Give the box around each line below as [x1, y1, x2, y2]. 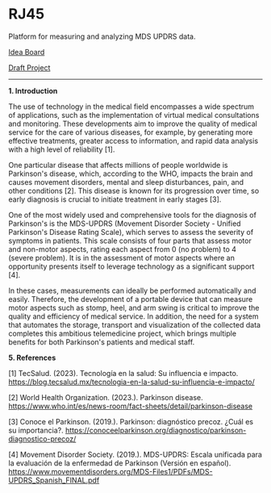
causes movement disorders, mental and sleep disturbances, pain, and [8, 177, 244, 186]
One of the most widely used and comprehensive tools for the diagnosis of [8, 210, 256, 219]
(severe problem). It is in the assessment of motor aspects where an [8, 253, 236, 262]
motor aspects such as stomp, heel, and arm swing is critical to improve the [8, 303, 260, 312]
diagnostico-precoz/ [8, 433, 77, 444]
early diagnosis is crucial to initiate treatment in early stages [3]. [8, 194, 222, 204]
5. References [8, 353, 56, 362]
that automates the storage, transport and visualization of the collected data [8, 320, 261, 329]
